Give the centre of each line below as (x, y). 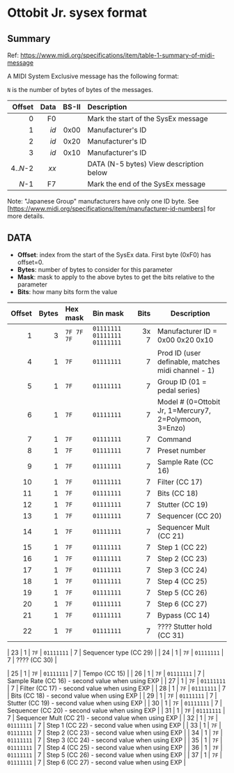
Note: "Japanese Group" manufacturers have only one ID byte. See (103, 201)
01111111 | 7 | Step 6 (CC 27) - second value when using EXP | (96, 762)
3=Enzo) (172, 428)
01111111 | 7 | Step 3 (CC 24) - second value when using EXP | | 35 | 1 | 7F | (115, 740)
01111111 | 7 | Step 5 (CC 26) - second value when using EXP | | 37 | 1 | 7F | (115, 755)
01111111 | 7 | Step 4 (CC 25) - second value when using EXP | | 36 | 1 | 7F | (115, 747)
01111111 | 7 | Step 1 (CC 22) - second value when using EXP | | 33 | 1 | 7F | (114, 725)
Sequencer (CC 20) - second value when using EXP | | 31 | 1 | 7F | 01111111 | (116, 710)
